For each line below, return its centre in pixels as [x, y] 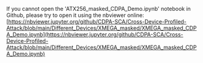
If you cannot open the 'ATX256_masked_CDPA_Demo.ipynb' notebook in [99, 9]
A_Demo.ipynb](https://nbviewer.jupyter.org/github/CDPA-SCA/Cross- [95, 35]
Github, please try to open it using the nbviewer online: [76, 15]
